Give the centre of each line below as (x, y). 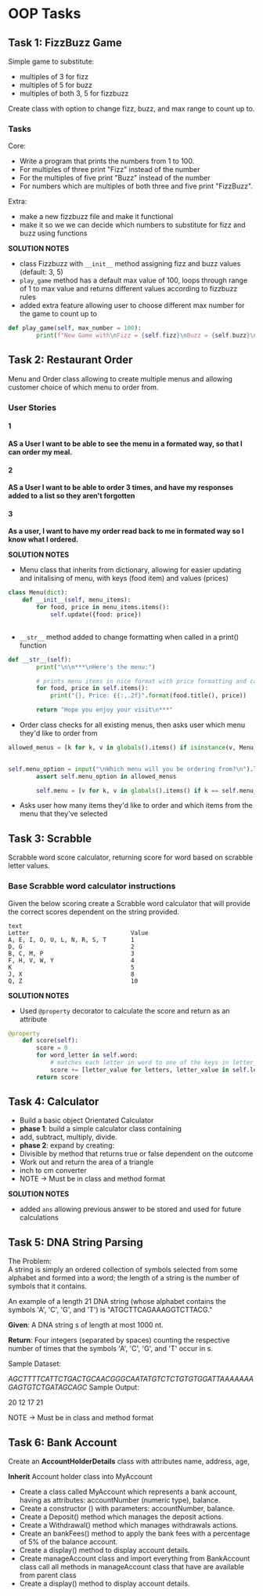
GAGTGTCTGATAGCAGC (48, 1387)
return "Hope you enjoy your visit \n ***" (105, 710)
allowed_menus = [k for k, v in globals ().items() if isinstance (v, (122, 748)
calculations (39, 1218)
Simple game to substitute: (51, 61)
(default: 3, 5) (41, 272)
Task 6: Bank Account (63, 1443)
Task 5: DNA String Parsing (76, 1242)
